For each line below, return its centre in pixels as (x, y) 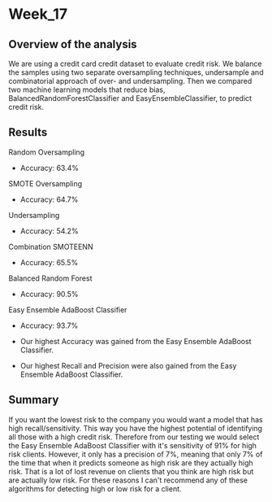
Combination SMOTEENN (51, 247)
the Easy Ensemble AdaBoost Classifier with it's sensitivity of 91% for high (133, 445)
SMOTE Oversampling (45, 183)
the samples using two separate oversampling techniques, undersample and (136, 72)
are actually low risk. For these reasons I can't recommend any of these (128, 480)
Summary (34, 400)
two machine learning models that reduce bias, (87, 89)
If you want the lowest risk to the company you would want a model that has (136, 419)
